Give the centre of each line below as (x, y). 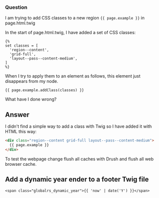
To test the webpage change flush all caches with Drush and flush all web (79, 159)
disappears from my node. (32, 81)
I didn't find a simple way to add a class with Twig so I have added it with (79, 126)
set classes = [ (22, 46)
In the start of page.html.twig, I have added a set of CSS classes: (70, 33)
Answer (17, 114)
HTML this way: (21, 132)
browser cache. (21, 164)
